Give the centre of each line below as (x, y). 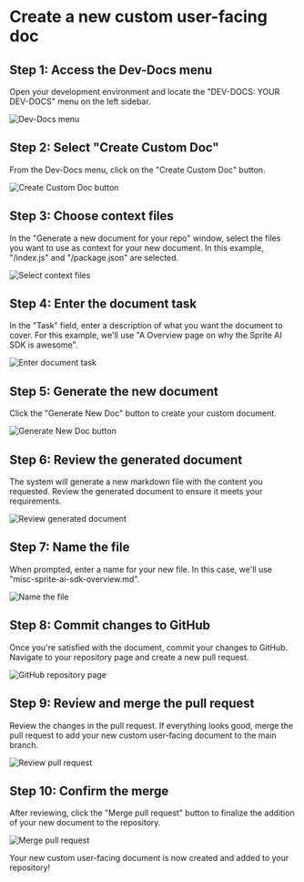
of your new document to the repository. (85, 823)
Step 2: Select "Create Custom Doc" (115, 148)
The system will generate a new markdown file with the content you (137, 482)
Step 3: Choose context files (92, 216)
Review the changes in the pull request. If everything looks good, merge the (152, 725)
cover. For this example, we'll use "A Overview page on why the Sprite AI (146, 336)
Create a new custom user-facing (139, 17)
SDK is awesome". (44, 345)
